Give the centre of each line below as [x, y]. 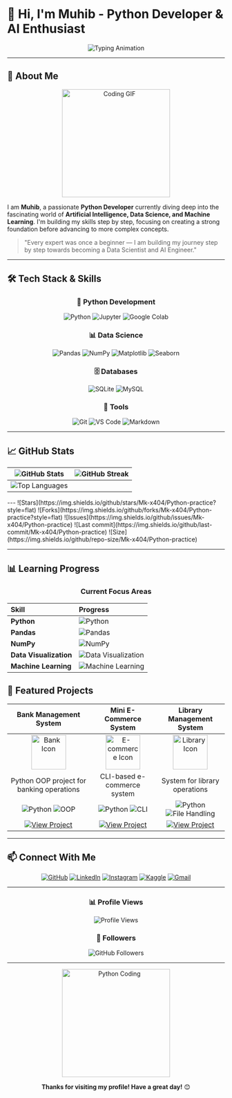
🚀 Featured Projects [50, 691]
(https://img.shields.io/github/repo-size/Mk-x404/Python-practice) [103, 539]
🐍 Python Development [116, 302]
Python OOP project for [48, 781]
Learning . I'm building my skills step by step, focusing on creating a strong [114, 221]
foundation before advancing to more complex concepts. [88, 229]
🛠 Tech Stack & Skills [54, 279]
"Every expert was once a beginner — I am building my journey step [121, 242]
